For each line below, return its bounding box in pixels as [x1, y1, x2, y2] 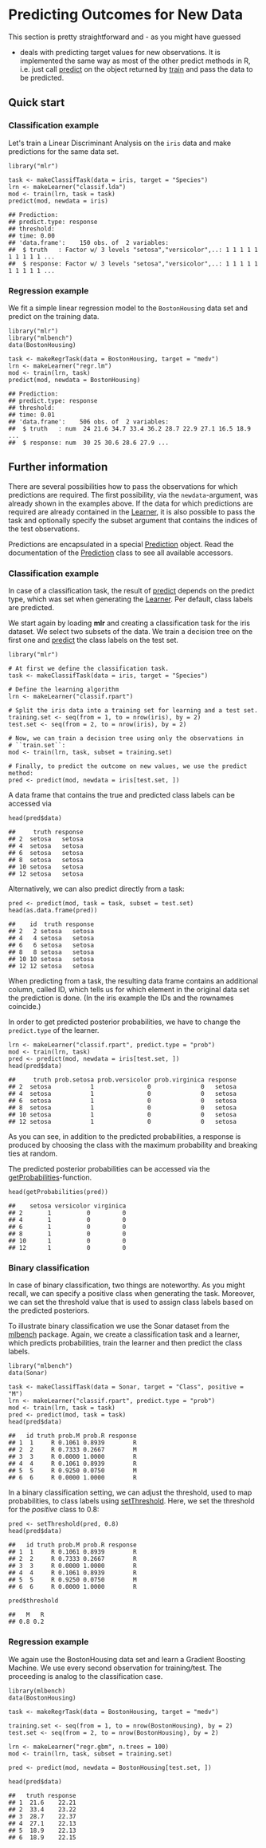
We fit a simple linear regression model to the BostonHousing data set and [8, 303, 248, 313]
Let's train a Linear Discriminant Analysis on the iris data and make [8, 138, 232, 148]
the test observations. [8, 524, 80, 534]
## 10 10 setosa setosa [8, 956, 94, 963]
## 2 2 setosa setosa [8, 928, 94, 936]
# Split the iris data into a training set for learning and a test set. [8, 707, 259, 715]
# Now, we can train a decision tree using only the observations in [8, 735, 244, 743]
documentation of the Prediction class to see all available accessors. [8, 548, 233, 558]
